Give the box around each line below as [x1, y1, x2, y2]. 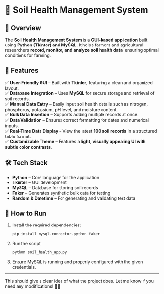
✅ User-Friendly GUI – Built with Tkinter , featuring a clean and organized [5, 79, 153, 85]
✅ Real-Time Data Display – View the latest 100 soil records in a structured [5, 128, 157, 134]
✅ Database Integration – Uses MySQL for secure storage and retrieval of [5, 90, 155, 96]
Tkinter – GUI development [12, 180, 67, 185]
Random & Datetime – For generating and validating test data [12, 195, 136, 201]
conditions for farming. [5, 52, 51, 58]
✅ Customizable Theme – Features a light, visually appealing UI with [5, 138, 146, 144]
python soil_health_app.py [12, 250, 67, 255]
